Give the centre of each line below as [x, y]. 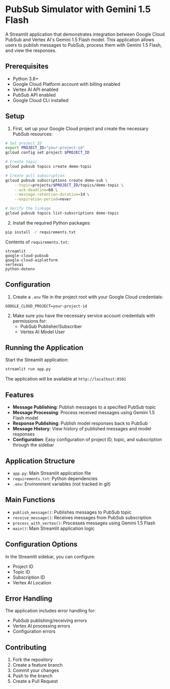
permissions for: [30, 321]
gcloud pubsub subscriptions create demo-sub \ [57, 180]
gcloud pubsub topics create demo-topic [49, 167]
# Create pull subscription [35, 176]
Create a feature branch [38, 665]
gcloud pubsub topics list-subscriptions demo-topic [62, 213]
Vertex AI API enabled [35, 89]
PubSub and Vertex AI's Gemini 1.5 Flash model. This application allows [80, 40]
